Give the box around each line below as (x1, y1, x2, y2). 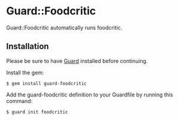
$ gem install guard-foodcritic (6, 80, 87, 86)
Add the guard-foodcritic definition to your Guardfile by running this (6, 91, 174, 98)
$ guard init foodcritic (6, 109, 68, 115)
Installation (6, 41, 49, 52)
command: (6, 97, 33, 104)
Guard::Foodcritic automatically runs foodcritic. (6, 24, 123, 31)
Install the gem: (6, 69, 44, 76)
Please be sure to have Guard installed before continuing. (6, 57, 148, 64)
